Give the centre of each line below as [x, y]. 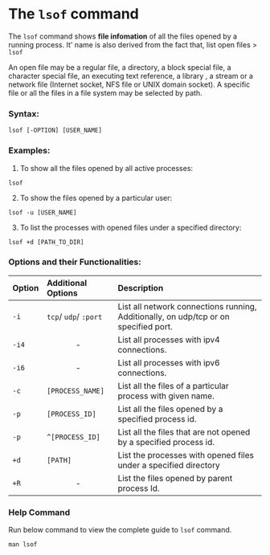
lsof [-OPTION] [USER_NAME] [55, 131]
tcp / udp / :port [75, 316]
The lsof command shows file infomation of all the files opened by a [123, 36]
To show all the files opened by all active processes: [106, 168]
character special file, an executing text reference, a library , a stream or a [131, 75]
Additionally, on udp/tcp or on [174, 316]
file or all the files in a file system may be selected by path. [105, 92]
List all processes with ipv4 [169, 340]
